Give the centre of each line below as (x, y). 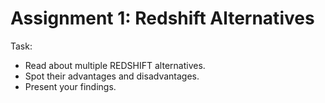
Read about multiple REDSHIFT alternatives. (115, 65)
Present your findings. (70, 86)
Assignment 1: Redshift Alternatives (162, 18)
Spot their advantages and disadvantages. (112, 76)
